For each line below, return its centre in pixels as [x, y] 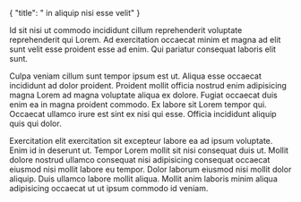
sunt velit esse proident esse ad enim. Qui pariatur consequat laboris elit [142, 49]
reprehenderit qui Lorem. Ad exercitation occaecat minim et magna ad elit [145, 40]
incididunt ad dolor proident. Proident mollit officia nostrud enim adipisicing [148, 85]
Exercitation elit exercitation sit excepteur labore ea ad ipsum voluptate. [141, 141]
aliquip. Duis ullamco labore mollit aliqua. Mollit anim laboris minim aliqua [143, 179]
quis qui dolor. [35, 123]
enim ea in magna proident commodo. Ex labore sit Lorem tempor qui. [138, 105]
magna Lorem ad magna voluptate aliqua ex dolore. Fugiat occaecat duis [143, 95]
